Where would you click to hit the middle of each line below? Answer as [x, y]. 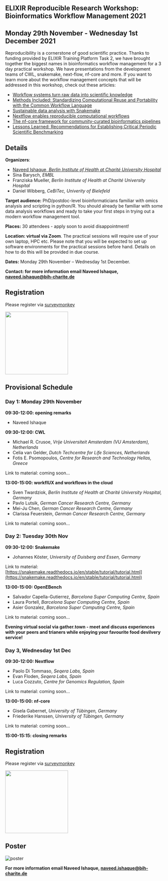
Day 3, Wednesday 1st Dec [38, 650]
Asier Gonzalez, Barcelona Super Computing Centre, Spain [73, 607]
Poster [16, 846]
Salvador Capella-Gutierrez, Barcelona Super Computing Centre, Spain [86, 597]
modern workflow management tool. [43, 217]
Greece [20, 463]
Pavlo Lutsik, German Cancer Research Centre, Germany [71, 503]
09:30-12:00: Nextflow [30, 661]
